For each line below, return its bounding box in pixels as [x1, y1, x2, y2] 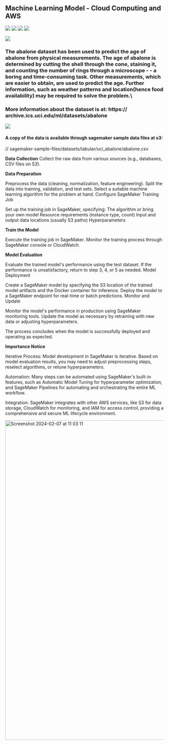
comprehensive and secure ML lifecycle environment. [5, 411, 117, 417]
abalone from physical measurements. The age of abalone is [5, 54, 156, 61]
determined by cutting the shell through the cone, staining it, [5, 61, 157, 68]
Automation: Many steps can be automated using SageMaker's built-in [5, 374, 151, 380]
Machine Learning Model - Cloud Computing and [5, 4, 161, 13]
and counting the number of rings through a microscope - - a [5, 67, 157, 74]
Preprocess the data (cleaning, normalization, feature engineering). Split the [5, 181, 162, 187]
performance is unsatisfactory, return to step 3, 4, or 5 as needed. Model [5, 267, 156, 273]
